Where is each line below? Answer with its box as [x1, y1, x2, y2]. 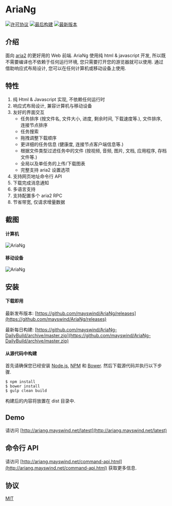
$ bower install [5, 384, 40, 389]
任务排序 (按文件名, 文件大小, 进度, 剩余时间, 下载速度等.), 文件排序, [20, 115, 162, 122]
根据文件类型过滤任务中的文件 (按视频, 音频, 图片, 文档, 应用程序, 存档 [20, 147, 167, 153]
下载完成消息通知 [12, 180, 49, 186]
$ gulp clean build [5, 388, 47, 394]
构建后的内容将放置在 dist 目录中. [5, 398, 75, 404]
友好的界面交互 [12, 109, 45, 115]
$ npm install [5, 379, 36, 384]
